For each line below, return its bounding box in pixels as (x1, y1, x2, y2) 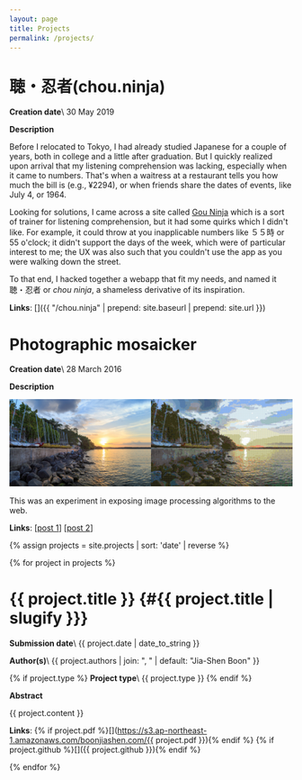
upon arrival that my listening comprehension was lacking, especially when (9, 160, 288, 171)
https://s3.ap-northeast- (117, 725, 208, 736)
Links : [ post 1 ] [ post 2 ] (9, 522, 93, 533)
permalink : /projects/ (9, 33, 94, 42)
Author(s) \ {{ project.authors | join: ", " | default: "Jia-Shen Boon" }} (9, 655, 261, 666)
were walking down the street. (9, 257, 121, 268)
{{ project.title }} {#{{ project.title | (9, 588, 274, 609)
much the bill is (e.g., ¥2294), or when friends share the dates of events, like (9, 180, 292, 191)
